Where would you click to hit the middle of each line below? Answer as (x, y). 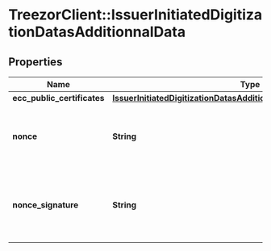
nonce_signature (46, 205)
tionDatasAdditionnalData (97, 32)
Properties (35, 62)
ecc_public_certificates (58, 98)
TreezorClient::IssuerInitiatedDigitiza (135, 15)
